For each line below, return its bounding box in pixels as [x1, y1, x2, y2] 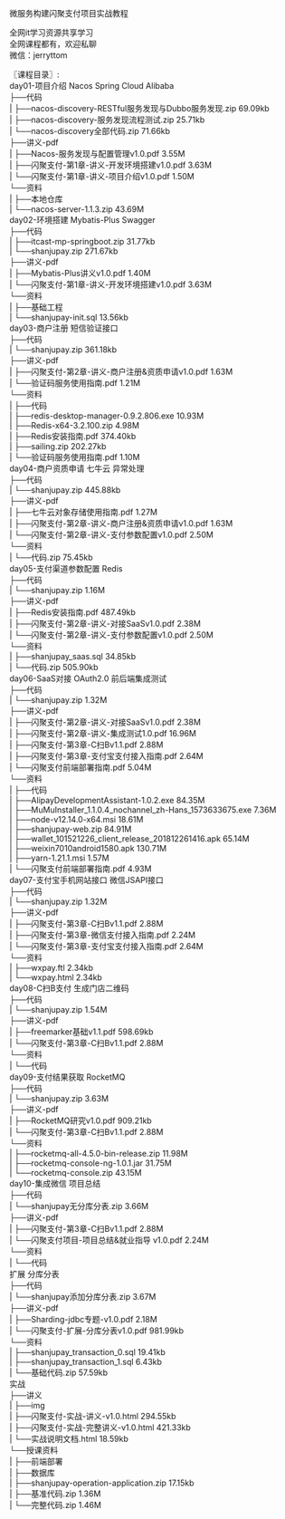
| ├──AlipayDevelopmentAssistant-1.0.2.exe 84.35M [9, 795, 205, 805]
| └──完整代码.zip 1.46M [9, 1500, 102, 1510]
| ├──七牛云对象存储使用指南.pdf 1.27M [9, 506, 158, 517]
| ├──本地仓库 [9, 194, 63, 204]
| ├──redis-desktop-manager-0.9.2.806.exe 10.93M [9, 410, 204, 421]
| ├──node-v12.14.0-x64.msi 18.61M [9, 814, 144, 824]
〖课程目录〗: [9, 69, 61, 80]
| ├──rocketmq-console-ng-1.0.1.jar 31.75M [9, 1158, 172, 1168]
